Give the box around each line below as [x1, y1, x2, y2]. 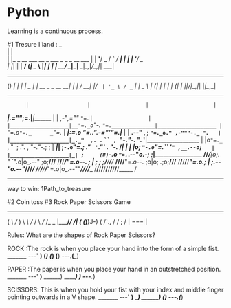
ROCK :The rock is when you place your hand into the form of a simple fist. [7, 244, 219, 252]
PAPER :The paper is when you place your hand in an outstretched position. [7, 265, 221, 273]
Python [7, 4, 49, 20]
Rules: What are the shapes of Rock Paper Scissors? [7, 231, 156, 239]
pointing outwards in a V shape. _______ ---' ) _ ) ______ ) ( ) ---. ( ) [7, 293, 184, 301]
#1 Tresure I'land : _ [7, 40, 63, 48]
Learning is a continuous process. [7, 27, 103, 35]
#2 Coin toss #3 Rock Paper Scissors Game [7, 197, 131, 206]
